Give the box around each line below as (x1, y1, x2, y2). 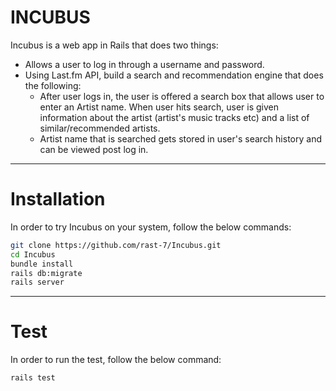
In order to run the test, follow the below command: (10, 354, 222, 366)
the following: (24, 79, 82, 91)
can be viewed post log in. (39, 143, 149, 155)
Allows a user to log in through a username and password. (24, 58, 265, 70)
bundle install (10, 259, 74, 269)
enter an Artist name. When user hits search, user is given (39, 101, 279, 113)
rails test (10, 373, 56, 383)
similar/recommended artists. (39, 122, 161, 134)
